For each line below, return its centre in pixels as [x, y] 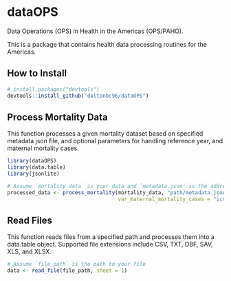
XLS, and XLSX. [29, 251]
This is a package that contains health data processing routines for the [107, 44]
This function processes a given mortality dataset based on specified [105, 134]
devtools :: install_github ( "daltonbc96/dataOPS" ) [78, 96]
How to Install [37, 73]
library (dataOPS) [32, 161]
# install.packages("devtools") [53, 89]
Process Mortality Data [57, 117]
